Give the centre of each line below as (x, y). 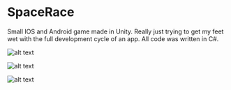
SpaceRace (41, 12)
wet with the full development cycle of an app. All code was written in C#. (113, 38)
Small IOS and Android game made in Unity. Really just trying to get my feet (115, 31)
